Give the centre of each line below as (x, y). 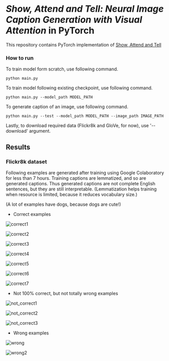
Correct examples (32, 214)
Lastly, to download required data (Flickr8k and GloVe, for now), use (77, 126)
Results (18, 147)
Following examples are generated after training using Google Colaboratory (85, 173)
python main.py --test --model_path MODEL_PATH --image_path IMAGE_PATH (85, 116)
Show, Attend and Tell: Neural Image (85, 9)
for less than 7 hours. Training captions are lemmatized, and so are (76, 178)
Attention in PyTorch (50, 31)
